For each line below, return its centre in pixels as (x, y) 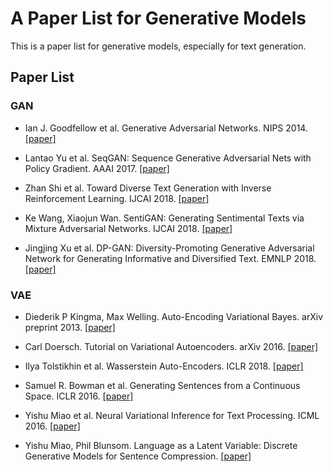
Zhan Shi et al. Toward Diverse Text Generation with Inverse (148, 188)
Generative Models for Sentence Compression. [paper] (138, 456)
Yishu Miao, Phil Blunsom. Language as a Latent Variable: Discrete (161, 445)
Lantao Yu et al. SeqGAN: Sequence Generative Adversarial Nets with (168, 158)
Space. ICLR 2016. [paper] (79, 396)
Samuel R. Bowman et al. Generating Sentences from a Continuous (162, 385)
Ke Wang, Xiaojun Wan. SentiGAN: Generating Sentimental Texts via (164, 218)
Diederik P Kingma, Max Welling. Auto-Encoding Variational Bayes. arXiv (174, 316)
